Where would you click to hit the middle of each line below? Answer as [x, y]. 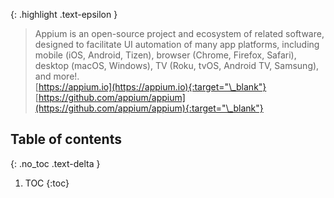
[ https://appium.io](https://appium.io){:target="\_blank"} [150, 87]
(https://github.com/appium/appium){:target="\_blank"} [149, 108]
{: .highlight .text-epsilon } [64, 14]
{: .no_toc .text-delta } [55, 163]
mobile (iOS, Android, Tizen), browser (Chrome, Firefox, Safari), [165, 55]
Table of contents [66, 139]
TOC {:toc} [47, 183]
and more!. [57, 76]
